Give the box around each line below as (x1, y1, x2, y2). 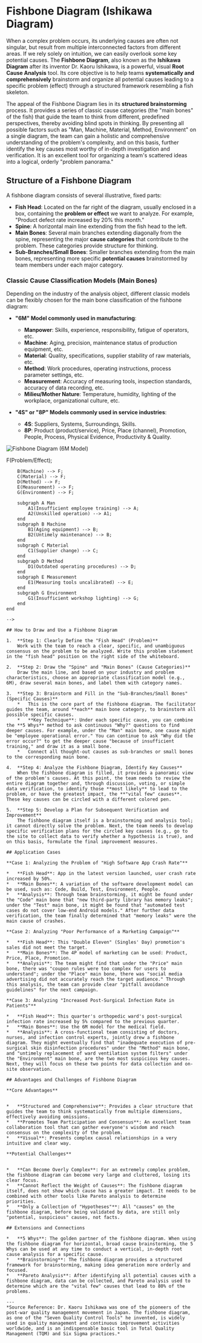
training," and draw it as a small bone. (6, 744, 112, 750)
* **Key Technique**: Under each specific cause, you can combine (17, 717, 194, 723)
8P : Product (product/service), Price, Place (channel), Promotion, (24, 427, 187, 434)
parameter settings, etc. (24, 371, 84, 379)
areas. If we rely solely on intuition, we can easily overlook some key (6, 50, 177, 57)
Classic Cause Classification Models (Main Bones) (6, 276, 157, 285)
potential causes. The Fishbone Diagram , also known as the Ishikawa (6, 56, 181, 63)
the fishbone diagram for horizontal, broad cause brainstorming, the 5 (6, 1241, 194, 1247)
